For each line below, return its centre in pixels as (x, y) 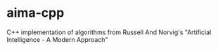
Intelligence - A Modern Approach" (57, 39)
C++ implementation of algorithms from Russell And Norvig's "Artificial (109, 32)
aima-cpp (36, 13)
